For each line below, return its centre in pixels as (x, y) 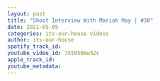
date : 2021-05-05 (33, 27)
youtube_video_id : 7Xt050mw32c (53, 54)
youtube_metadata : (34, 66)
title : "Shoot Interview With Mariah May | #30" (80, 20)
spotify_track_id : (34, 46)
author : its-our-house (41, 40)
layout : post (27, 14)
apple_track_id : (31, 60)
